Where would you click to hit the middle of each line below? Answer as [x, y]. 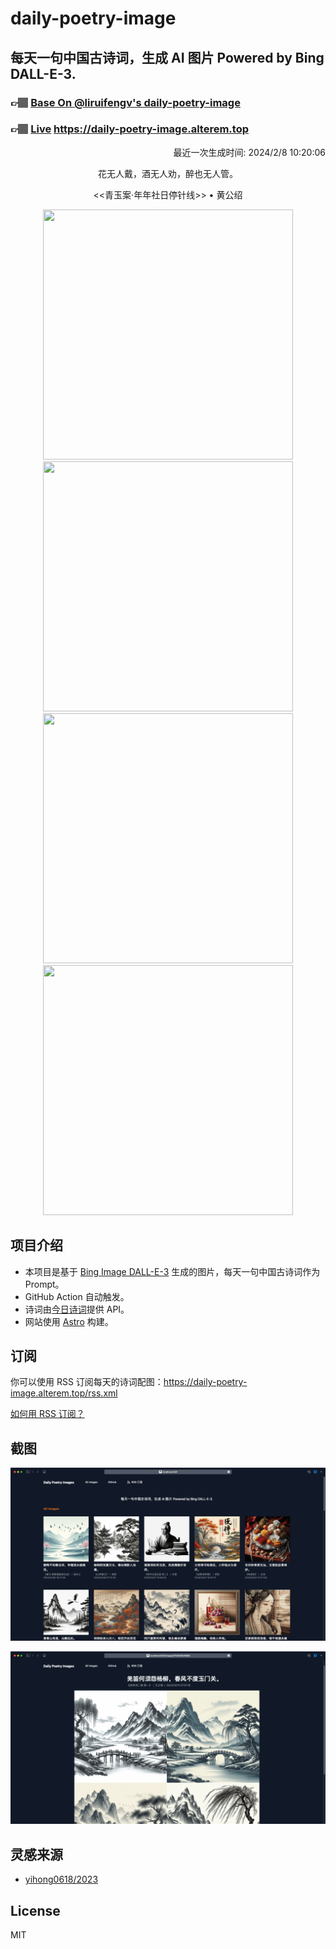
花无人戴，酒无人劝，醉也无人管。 [168, 173]
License [35, 1910]
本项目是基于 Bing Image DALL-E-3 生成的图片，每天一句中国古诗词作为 [172, 1271]
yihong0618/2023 [61, 1879]
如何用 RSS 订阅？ [47, 1414]
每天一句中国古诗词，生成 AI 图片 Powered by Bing [167, 57]
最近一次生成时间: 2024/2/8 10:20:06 [249, 152]
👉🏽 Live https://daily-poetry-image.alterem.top [129, 129]
